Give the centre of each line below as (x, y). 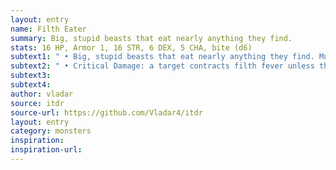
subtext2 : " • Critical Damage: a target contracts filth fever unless (162, 66)
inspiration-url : (46, 150)
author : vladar (42, 94)
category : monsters (51, 131)
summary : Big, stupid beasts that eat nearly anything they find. (151, 38)
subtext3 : (31, 76)
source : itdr (37, 103)
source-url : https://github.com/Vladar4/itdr (106, 112)
